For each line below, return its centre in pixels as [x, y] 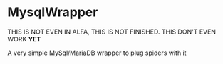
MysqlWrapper [53, 12]
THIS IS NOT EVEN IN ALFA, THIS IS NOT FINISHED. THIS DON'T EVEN [111, 32]
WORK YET [24, 39]
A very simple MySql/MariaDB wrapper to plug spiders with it [97, 53]
